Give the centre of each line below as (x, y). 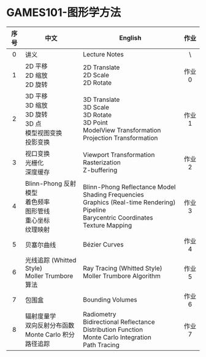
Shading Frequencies (113, 194)
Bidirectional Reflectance (119, 321)
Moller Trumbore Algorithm (122, 275)
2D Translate (101, 67)
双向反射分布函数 (50, 325)
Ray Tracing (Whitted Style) (122, 268)
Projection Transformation (120, 137)
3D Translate (101, 99)
